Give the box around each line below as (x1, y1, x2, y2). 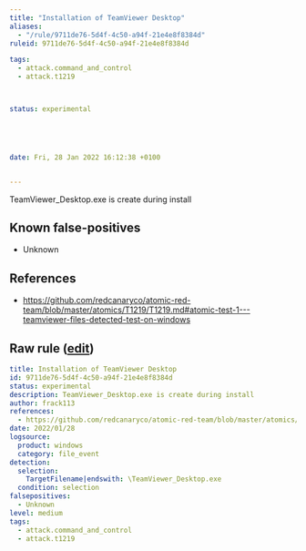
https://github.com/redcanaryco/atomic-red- (22, 295, 191, 306)
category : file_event (17, 449, 100, 458)
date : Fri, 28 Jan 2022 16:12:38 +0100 (9, 152, 161, 162)
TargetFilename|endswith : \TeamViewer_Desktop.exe (25, 474, 222, 484)
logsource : (9, 433, 51, 442)
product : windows (17, 441, 84, 450)
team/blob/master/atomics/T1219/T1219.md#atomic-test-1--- (22, 304, 250, 315)
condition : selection (17, 484, 100, 493)
